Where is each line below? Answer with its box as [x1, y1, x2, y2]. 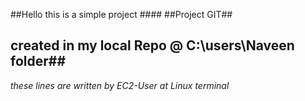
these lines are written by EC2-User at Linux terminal [10, 79, 230, 91]
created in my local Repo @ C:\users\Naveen [10, 37, 295, 54]
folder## [10, 53, 67, 70]
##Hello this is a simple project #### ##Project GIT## [10, 9, 233, 20]
